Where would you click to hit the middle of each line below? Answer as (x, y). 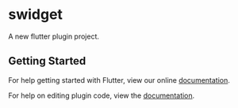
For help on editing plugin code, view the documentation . (102, 95)
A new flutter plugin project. (54, 36)
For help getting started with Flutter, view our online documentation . (119, 80)
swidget (36, 15)
